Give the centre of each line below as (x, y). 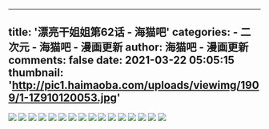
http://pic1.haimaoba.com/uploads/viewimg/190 (135, 85)
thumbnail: (36, 73)
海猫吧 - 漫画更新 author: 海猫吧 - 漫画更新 (144, 48)
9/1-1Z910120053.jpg (63, 98)
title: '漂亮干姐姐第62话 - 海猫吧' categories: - (123, 32)
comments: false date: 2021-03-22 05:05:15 (121, 60)
